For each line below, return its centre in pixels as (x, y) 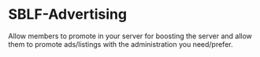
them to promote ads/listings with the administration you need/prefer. (121, 44)
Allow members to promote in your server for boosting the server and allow (130, 36)
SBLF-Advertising (68, 14)
